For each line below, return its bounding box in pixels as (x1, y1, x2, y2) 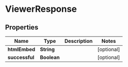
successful (7, 54, 35, 61)
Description (64, 38, 93, 44)
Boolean (40, 54, 60, 61)
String (40, 46, 55, 53)
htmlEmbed (7, 46, 36, 53)
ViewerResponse (5, 3, 77, 15)
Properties (5, 23, 39, 32)
